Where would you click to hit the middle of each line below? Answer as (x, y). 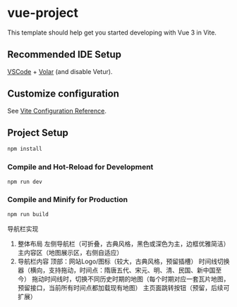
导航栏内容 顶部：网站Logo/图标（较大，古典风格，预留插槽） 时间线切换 (124, 261)
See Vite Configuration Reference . (57, 111)
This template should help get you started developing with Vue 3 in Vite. (112, 32)
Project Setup (38, 133)
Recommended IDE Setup (65, 55)
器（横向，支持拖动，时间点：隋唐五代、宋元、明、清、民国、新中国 (116, 270)
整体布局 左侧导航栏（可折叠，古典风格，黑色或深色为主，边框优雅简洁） (123, 244)
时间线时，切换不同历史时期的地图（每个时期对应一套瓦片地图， (137, 279)
